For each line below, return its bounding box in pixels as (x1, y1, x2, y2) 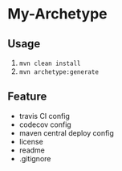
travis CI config (18, 111, 70, 120)
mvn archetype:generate (18, 68, 100, 76)
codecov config (18, 120, 71, 129)
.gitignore (18, 153, 51, 163)
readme (18, 145, 45, 155)
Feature (7, 90, 47, 104)
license (18, 136, 43, 146)
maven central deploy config (18, 128, 114, 137)
